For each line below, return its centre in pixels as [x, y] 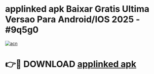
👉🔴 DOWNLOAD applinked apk [71, 64]
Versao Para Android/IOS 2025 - [73, 19]
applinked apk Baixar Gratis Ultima [77, 9]
